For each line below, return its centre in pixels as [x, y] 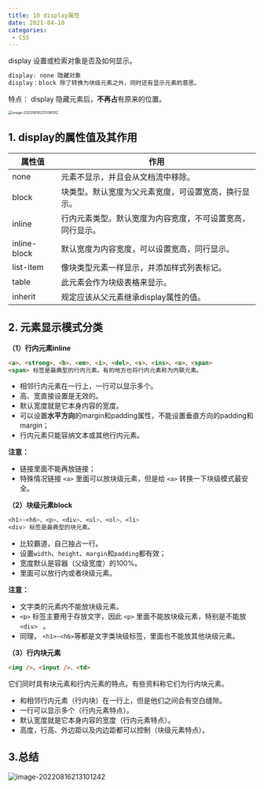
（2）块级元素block [40, 506]
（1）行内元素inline [40, 348]
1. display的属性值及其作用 [73, 137]
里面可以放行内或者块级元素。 [68, 573]
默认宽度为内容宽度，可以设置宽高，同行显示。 [147, 249]
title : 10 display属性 [44, 15]
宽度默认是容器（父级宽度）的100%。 [80, 563]
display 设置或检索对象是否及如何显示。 [72, 61]
